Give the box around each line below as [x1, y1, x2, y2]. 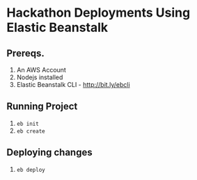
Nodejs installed [16, 73, 63, 81]
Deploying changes [6, 147, 93, 158]
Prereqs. [6, 47, 45, 59]
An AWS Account [16, 66, 67, 74]
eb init [16, 120, 39, 127]
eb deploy [16, 166, 46, 173]
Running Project [6, 101, 78, 113]
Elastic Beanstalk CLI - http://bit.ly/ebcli [16, 81, 130, 88]
